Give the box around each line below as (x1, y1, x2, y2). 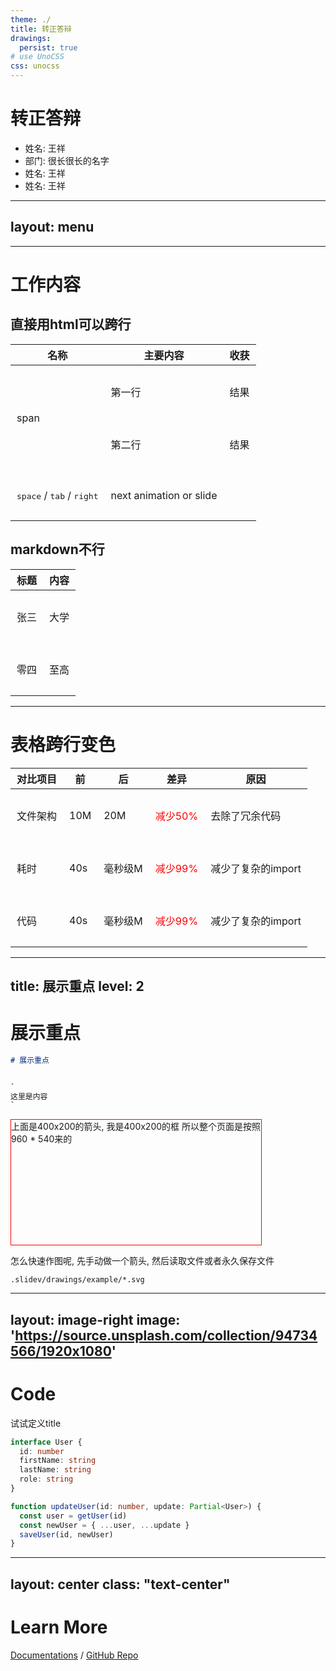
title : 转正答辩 (10, 24, 72, 34)
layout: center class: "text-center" (10, 1576, 231, 1593)
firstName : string (19, 1456, 97, 1466)
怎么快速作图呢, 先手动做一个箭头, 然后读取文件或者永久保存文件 (10, 1255, 275, 1267)
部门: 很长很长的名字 (24, 154, 110, 166)
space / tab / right (16, 488, 99, 502)
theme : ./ (10, 14, 52, 25)
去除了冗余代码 (210, 809, 282, 823)
